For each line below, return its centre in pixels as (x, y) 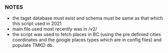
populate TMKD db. (33, 45)
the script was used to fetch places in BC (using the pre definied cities (87, 35)
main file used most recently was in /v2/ (54, 29)
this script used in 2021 (37, 23)
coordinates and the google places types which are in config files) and (87, 40)
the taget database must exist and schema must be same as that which (87, 18)
